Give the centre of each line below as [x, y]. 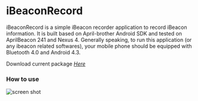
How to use [23, 79]
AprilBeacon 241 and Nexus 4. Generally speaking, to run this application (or [99, 40]
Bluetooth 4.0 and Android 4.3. [43, 52]
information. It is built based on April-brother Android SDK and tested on [94, 33]
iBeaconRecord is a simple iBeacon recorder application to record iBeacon [97, 27]
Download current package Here [46, 64]
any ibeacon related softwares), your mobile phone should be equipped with [99, 46]
